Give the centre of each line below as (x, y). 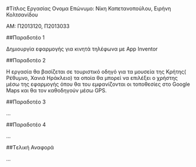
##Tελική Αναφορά (30, 147)
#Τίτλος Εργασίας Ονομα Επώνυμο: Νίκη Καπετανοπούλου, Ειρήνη (89, 9)
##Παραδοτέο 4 (26, 125)
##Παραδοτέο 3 (26, 102)
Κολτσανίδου (22, 15)
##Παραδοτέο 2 (26, 60)
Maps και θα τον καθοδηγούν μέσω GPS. (57, 90)
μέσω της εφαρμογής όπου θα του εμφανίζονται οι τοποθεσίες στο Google (98, 84)
